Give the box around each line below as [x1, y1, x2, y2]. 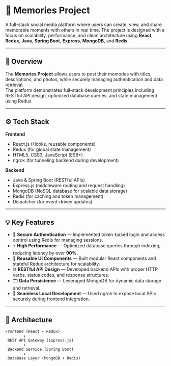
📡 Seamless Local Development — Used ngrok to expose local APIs [12, 291, 156, 297]
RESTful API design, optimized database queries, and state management [5, 92, 158, 98]
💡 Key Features [5, 218, 54, 226]
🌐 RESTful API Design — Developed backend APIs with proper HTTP [12, 266, 158, 272]
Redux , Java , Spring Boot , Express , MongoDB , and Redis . [5, 38, 129, 44]
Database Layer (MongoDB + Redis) [7, 356, 81, 361]
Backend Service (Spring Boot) [7, 347, 74, 352]
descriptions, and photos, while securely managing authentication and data [5, 76, 163, 82]
